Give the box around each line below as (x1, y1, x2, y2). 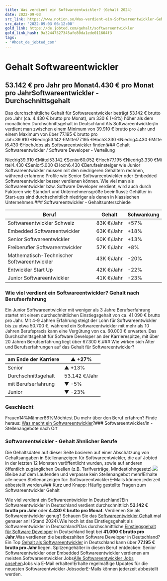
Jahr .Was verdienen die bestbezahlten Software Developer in (5, 534, 131, 540)
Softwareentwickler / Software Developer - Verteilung (5, 147, 115, 153)
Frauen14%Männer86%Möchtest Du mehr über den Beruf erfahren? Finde (5, 415, 158, 421)
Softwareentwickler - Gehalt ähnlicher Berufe (5, 438, 118, 445)
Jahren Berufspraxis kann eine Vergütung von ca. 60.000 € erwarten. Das (5, 328, 157, 334)
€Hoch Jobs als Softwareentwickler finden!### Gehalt (19, 142, 130, 148)
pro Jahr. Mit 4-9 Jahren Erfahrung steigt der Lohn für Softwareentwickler (5, 317, 157, 323)
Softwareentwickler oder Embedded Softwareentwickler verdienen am (5, 550, 150, 556)
